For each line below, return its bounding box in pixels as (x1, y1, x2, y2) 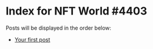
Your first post (14, 36, 50, 43)
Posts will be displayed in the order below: (5, 24, 112, 31)
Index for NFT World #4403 (5, 4, 148, 18)
